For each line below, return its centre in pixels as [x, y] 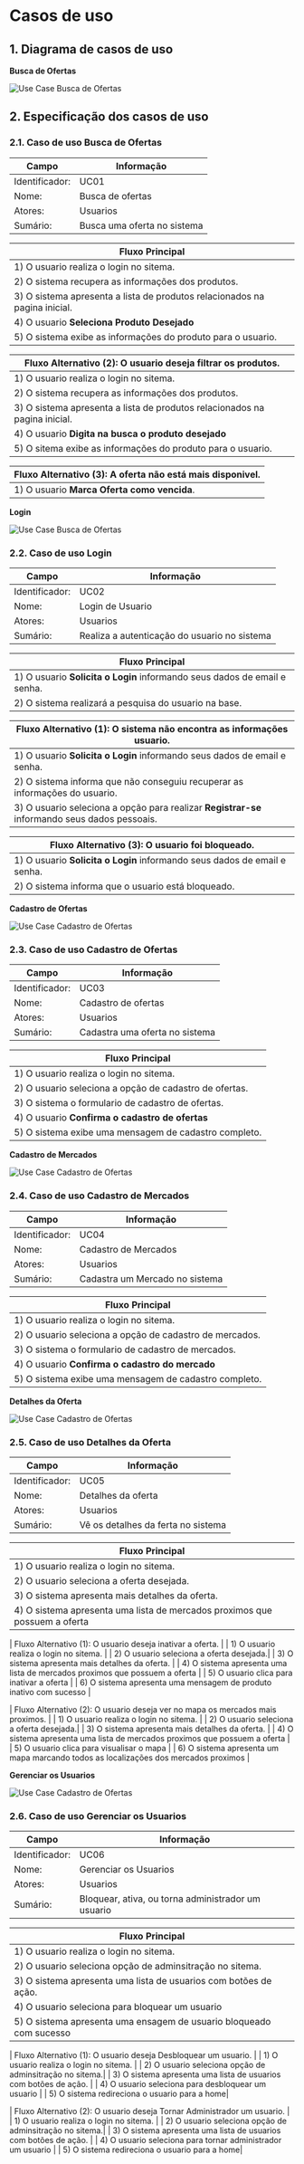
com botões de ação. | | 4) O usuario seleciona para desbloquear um [138, 2084]
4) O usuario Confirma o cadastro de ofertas [111, 1118]
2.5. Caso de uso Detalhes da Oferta [90, 1442]
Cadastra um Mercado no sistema [151, 1279]
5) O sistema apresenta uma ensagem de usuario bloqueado [142, 2022]
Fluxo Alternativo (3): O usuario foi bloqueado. [152, 844]
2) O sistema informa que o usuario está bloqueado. [124, 886]
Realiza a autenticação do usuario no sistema [175, 635]
